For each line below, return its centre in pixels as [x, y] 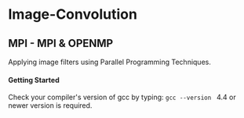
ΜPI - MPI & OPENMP [61, 43]
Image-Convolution [73, 14]
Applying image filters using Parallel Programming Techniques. [110, 62]
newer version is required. [50, 105]
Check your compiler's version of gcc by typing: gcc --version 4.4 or [122, 97]
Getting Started [34, 80]
